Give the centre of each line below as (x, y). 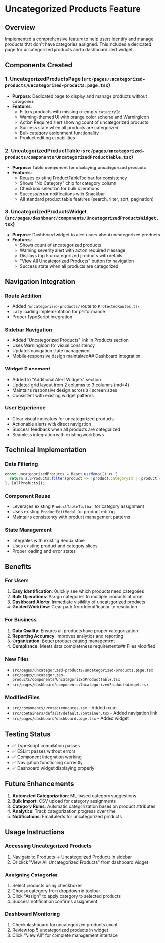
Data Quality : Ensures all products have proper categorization (75, 630)
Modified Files (23, 697)
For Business (21, 620)
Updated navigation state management (52, 351)
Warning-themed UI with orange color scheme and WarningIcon (84, 117)
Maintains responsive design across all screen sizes (65, 390)
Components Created (39, 65)
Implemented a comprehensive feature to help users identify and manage (79, 39)
